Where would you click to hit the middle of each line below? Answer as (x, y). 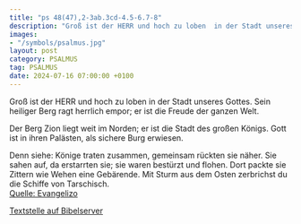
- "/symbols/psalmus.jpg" (57, 43)
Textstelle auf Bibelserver (56, 211)
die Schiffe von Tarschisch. (60, 184)
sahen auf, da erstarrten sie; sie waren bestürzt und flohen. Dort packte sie (148, 164)
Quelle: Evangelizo (43, 193)
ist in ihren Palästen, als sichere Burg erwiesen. (96, 138)
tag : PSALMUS (34, 68)
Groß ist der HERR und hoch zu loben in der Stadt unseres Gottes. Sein (140, 101)
